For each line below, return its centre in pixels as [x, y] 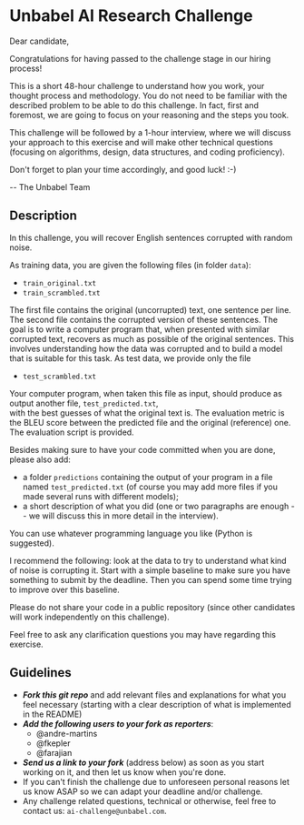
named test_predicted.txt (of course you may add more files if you [150, 487]
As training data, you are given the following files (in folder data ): [130, 265]
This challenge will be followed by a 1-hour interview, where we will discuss [151, 132]
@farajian [54, 752]
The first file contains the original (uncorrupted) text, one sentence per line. [151, 309]
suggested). [32, 543]
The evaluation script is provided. [72, 432]
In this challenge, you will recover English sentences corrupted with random [151, 237]
